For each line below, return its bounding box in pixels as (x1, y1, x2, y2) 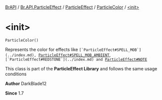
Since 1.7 (5, 90, 24, 96)
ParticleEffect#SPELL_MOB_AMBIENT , (38, 51, 111, 57)
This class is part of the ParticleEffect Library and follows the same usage (5, 65, 158, 71)
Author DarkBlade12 (5, 80, 47, 86)
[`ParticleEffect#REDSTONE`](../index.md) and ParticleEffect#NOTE (5, 57, 148, 62)
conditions (5, 71, 27, 77)
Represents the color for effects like (5, 47, 78, 52)
